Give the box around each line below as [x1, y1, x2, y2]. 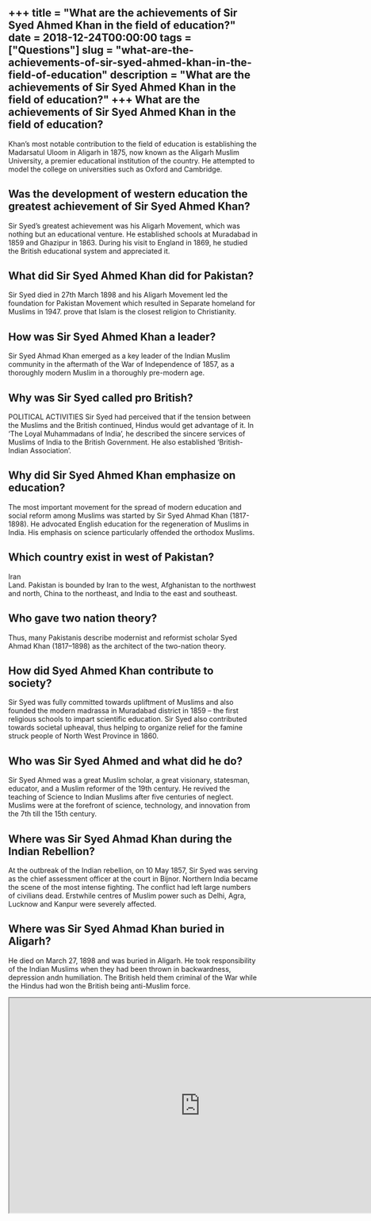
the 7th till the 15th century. [8, 809, 98, 818]
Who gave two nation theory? [8, 611, 158, 626]
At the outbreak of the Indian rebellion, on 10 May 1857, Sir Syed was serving [8, 865, 258, 875]
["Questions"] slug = [8, 44, 113, 57]
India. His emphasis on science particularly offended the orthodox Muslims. [8, 527, 255, 537]
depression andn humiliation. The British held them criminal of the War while [8, 973, 258, 982]
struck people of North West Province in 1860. [8, 731, 159, 741]
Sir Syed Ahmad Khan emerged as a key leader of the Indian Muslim [8, 351, 231, 360]
